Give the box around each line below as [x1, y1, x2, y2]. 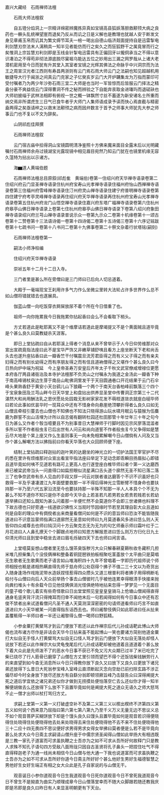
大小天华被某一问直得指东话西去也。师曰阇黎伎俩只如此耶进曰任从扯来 [18, 607, 159, 612]
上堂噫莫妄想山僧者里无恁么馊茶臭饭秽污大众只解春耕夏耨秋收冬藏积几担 [13, 546, 159, 551]
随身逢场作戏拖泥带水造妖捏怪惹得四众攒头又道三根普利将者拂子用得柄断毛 [9, 570, 159, 575]
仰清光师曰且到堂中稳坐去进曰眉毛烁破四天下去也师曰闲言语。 [5, 535, 129, 541]
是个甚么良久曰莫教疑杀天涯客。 [5, 330, 69, 336]
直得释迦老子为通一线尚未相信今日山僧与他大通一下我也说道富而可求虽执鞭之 [5, 750, 159, 756]
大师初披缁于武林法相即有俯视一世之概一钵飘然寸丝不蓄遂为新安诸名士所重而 [5, 93, 159, 98]
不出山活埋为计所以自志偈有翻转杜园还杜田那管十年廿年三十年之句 [21, 414, 155, 420]
